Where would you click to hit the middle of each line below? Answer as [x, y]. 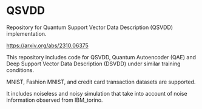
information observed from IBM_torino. [55, 100]
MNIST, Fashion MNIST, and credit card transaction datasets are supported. [101, 82]
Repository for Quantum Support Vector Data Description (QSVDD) [90, 27]
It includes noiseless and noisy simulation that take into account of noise [97, 93]
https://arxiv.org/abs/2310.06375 [48, 45]
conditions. [20, 70]
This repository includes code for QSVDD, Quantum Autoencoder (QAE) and [101, 57]
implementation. [26, 33]
